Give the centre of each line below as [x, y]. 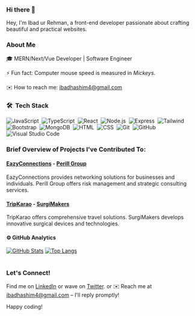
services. [17, 190]
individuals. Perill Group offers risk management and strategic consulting [97, 184]
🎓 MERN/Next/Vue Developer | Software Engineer [69, 58]
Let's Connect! [28, 272]
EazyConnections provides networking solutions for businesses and [91, 177]
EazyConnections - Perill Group [47, 164]
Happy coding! [25, 306]
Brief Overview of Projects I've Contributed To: [76, 149]
